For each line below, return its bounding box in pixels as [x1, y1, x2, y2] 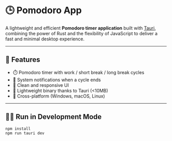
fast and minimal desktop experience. [5, 36, 84, 42]
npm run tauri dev [5, 131, 45, 136]
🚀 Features [5, 55, 40, 64]
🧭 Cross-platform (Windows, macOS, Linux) [12, 93, 105, 99]
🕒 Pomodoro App [5, 5, 82, 16]
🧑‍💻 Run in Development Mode [5, 112, 102, 121]
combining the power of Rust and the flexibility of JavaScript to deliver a [5, 30, 158, 36]
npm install [5, 126, 31, 131]
